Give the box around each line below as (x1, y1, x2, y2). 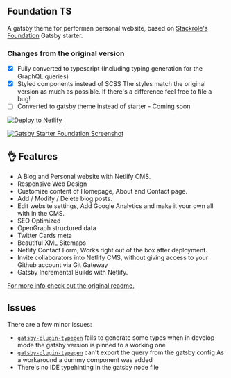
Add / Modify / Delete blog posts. (17, 194, 112, 203)
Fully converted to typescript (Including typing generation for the (17, 65, 203, 73)
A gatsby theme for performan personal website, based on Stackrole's (7, 24, 208, 32)
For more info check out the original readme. (7, 282, 135, 290)
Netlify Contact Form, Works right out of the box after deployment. (17, 246, 208, 255)
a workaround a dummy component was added (17, 355, 153, 363)
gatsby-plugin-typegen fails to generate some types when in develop (17, 333, 215, 342)
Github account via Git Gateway (17, 261, 108, 269)
